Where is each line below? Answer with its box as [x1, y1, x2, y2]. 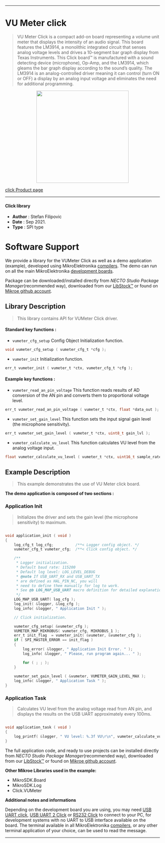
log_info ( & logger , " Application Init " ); [14, 606, 107, 611]
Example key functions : [5, 376, 55, 382]
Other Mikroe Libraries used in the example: [5, 767, 97, 773]
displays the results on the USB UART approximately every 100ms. [17, 711, 152, 717]
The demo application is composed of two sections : [5, 491, 114, 497]
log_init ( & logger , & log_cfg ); [14, 601, 80, 607]
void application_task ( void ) [5, 725, 71, 730]
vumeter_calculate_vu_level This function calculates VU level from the [12, 439, 156, 445]
